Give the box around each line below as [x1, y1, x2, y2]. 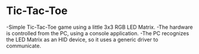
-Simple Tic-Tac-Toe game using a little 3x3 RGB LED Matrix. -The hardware [6, 23, 193, 31]
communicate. [6, 42, 42, 49]
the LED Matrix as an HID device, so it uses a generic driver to [6, 36, 158, 43]
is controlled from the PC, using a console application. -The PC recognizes [6, 29, 189, 36]
